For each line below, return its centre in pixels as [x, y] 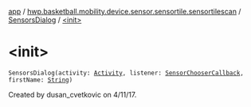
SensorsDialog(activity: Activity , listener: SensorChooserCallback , [126, 73]
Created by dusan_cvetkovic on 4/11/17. [73, 94]
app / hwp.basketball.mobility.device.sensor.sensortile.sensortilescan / [125, 11]
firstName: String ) [41, 80]
